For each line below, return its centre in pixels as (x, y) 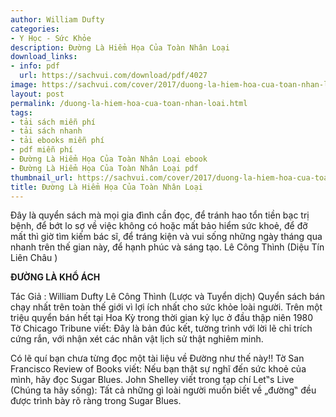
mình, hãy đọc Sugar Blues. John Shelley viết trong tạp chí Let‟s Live (152, 380)
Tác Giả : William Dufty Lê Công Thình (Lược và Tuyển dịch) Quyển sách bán (168, 297)
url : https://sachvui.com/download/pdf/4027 (113, 76)
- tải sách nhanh (46, 131)
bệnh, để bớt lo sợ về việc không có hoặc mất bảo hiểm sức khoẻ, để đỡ (159, 226)
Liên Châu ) (34, 258)
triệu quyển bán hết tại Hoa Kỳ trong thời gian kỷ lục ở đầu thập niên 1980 (162, 318)
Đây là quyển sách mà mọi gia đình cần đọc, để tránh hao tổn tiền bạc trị (160, 215)
